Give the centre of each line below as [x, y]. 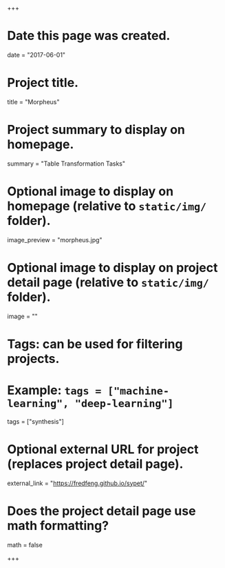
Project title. [43, 83]
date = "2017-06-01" [36, 55]
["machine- [139, 391]
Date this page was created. [89, 36]
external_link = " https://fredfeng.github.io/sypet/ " [77, 483]
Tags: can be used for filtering [95, 344]
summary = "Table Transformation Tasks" [66, 164]
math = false [25, 545]
